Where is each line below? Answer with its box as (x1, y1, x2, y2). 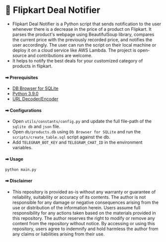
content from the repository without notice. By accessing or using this (12, 220, 155, 226)
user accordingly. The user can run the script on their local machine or (12, 42, 157, 48)
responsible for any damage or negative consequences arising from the (12, 199, 159, 205)
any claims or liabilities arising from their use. (12, 231, 105, 237)
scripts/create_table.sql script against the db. (12, 134, 111, 140)
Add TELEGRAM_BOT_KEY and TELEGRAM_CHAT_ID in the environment (12, 139, 143, 145)
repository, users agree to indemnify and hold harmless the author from (12, 226, 159, 232)
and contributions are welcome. (27, 52, 93, 59)
